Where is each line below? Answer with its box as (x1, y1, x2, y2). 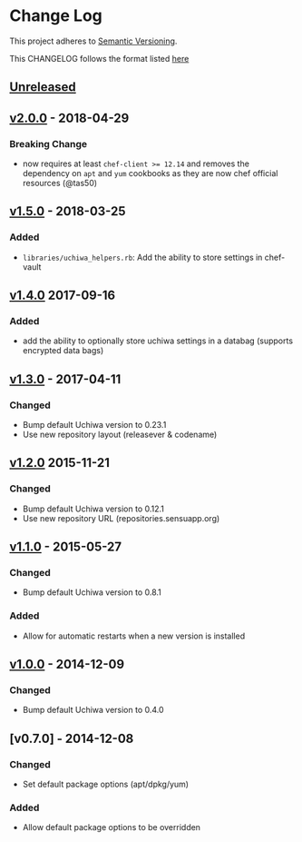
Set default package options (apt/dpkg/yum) (22, 778, 189, 790)
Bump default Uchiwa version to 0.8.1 (22, 587, 161, 598)
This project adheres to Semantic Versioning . (9, 35, 178, 46)
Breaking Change (9, 137, 88, 150)
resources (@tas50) (22, 178, 98, 189)
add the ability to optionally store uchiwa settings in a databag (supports (22, 335, 293, 346)
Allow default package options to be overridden (22, 822, 201, 833)
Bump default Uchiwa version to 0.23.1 (22, 420, 167, 431)
